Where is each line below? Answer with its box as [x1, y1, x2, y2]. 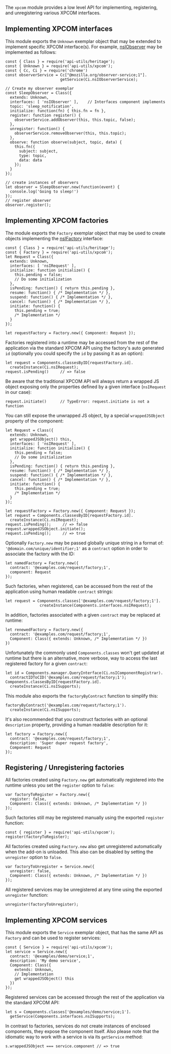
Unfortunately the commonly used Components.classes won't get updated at [5, 649, 164, 656]
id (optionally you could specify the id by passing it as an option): [5, 350, 144, 356]
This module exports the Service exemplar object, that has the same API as [5, 930, 163, 936]
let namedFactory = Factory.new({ [5, 560, 79, 565]
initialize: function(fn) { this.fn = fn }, [10, 108, 106, 113]
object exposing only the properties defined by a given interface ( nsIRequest [5, 384, 166, 390]
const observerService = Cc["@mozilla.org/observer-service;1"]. [5, 72, 147, 77]
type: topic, [18, 153, 47, 158]
